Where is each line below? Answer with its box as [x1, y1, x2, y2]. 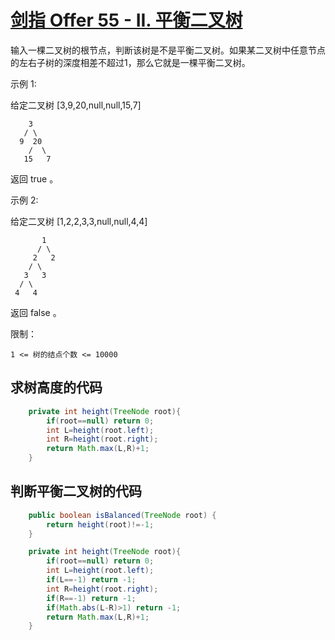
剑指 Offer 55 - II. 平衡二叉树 [10, 9, 243, 32]
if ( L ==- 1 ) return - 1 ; [46, 575, 137, 585]
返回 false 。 [10, 306, 62, 318]
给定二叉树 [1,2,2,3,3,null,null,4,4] [10, 215, 148, 227]
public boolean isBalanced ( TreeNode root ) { [28, 510, 217, 520]
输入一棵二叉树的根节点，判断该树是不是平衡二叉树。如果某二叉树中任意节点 [10, 44, 326, 56]
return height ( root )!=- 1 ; [46, 519, 155, 530]
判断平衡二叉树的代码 [10, 483, 142, 500]
